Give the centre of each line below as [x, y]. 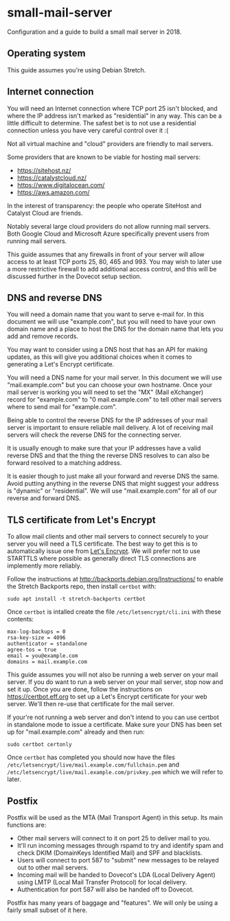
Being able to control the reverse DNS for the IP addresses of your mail [107, 420]
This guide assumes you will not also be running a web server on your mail [113, 675]
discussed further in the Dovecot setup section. [74, 276]
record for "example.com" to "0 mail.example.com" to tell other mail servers [114, 400]
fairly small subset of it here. [47, 910]
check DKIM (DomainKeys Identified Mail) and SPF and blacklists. [110, 853]
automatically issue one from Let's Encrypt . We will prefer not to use [104, 551]
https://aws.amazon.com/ [53, 192]
